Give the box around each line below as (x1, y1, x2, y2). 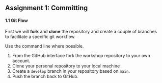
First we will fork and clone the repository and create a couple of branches (5, 28, 157, 34)
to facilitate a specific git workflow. (5, 34, 76, 40)
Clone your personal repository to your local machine (12, 63, 120, 69)
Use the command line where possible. (5, 43, 84, 49)
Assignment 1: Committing (5, 4, 88, 12)
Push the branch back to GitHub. (12, 73, 79, 79)
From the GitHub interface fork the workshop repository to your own (12, 52, 151, 58)
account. (12, 58, 30, 63)
